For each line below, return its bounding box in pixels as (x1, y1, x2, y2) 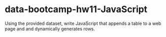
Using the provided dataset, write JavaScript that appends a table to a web (5, 20, 161, 26)
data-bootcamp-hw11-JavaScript (5, 4, 148, 15)
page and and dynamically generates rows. (5, 25, 95, 31)
